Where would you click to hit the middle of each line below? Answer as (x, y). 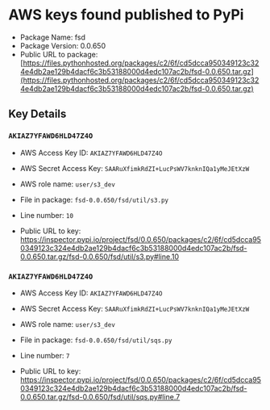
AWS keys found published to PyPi (126, 15)
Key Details (37, 114)
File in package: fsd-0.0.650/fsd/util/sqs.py (96, 340)
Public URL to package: (59, 54)
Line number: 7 (45, 355)
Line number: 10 (47, 215)
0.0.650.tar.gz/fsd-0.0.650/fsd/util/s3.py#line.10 (100, 257)
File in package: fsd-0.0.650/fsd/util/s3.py (94, 199)
